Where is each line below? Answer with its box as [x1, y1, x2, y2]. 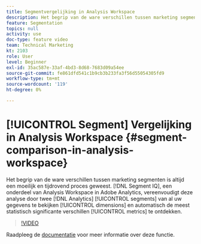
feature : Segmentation [6, 20, 63, 26]
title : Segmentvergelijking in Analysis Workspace [6, 8, 135, 15]
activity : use [6, 31, 42, 37]
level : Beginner [6, 59, 47, 65]
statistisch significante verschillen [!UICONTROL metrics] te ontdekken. [6, 207, 182, 215]
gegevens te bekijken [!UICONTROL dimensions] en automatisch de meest [6, 201, 190, 209]
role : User [6, 53, 33, 59]
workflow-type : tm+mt [6, 76, 60, 82]
